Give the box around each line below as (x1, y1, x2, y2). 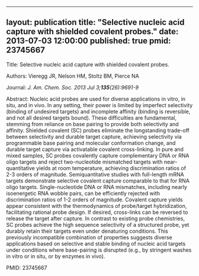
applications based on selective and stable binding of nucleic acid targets (6, 240, 186, 247)
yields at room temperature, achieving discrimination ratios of (36, 164, 187, 172)
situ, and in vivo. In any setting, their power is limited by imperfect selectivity (6, 101, 193, 108)
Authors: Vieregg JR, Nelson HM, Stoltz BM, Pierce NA (6, 72, 139, 79)
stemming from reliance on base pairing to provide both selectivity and (6, 120, 179, 127)
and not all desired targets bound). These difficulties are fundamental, (6, 114, 177, 121)
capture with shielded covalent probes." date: (6, 27, 179, 37)
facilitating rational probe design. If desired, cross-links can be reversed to (6, 208, 188, 216)
